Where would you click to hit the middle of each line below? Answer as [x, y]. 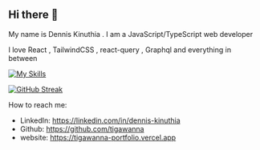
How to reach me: [38, 104]
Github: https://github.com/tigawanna [82, 128]
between [23, 58]
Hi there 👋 [33, 15]
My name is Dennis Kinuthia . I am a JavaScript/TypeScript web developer [131, 34]
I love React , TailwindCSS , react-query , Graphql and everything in [120, 50]
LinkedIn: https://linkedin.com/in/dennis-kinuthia [100, 120]
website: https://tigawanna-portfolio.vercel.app [98, 137]
